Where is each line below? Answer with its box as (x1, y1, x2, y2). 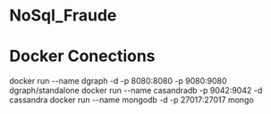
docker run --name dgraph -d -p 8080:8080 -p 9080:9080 (9, 76, 227, 86)
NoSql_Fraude (9, 5, 117, 26)
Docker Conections (9, 46, 156, 67)
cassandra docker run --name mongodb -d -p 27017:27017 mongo (9, 94, 255, 105)
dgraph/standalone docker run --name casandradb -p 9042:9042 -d (9, 85, 263, 96)
